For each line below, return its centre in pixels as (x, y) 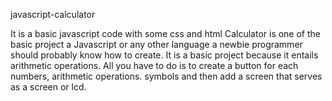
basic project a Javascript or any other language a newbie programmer (156, 44)
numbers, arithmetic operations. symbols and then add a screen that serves (166, 76)
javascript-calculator (53, 14)
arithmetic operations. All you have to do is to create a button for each (154, 65)
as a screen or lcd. (48, 87)
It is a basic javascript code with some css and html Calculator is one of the (166, 33)
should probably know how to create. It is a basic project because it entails (164, 55)
